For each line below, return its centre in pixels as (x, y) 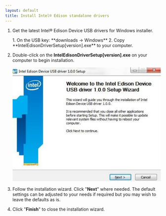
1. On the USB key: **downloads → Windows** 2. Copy (68, 40)
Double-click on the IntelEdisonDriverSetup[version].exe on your (80, 55)
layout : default (22, 10)
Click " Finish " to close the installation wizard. (59, 209)
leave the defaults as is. (36, 199)
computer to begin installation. (43, 60)
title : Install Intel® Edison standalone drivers (57, 16)
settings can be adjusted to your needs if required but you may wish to (84, 194)
